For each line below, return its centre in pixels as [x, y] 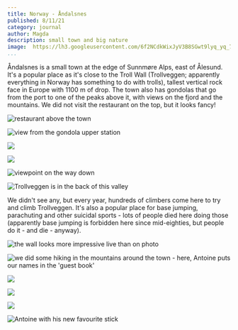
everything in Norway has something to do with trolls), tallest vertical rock [115, 82]
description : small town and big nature [68, 40]
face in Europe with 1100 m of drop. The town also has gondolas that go [112, 90]
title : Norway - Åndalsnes [47, 14]
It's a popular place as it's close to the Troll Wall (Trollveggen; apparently [114, 75]
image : [17, 47]
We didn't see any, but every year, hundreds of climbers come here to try [114, 200]
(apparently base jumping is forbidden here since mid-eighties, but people [116, 223]
